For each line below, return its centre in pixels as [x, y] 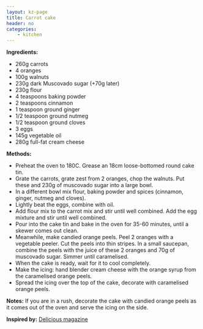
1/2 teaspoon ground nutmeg [52, 116]
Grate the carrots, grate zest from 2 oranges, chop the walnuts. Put [100, 179]
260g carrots [32, 64]
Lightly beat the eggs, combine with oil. [65, 205]
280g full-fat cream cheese [50, 142]
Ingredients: [22, 52]
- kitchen [30, 35]
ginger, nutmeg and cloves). [50, 198]
